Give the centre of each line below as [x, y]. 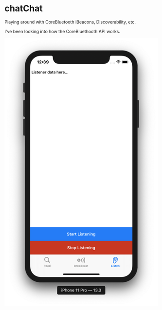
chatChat [24, 9]
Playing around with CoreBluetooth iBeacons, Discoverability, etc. [70, 22]
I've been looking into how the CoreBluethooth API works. [62, 31]
